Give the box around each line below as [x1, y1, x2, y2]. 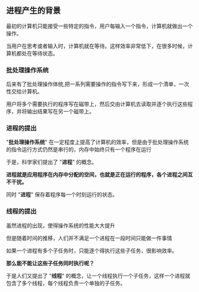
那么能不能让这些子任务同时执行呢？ [6, 259, 95, 267]
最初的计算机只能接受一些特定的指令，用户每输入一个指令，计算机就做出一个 [6, 22, 193, 30]
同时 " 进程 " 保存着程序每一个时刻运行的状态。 [6, 191, 118, 198]
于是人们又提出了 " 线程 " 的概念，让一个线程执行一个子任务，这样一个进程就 [6, 272, 191, 279]
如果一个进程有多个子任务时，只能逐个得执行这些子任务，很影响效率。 [6, 247, 178, 254]
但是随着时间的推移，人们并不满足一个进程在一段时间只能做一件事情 [6, 234, 172, 241]
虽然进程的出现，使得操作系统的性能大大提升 [6, 222, 115, 229]
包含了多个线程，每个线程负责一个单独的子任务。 [6, 280, 126, 287]
